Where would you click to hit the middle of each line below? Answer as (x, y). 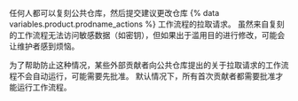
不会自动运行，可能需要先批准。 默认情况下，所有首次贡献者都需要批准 (146, 76)
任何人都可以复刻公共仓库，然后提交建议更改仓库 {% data (114, 13)
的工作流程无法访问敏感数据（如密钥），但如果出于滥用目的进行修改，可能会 (147, 35)
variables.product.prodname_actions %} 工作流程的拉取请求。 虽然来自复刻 (147, 24)
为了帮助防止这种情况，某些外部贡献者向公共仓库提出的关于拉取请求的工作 (145, 65)
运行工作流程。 (44, 87)
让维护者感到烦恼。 (44, 46)
